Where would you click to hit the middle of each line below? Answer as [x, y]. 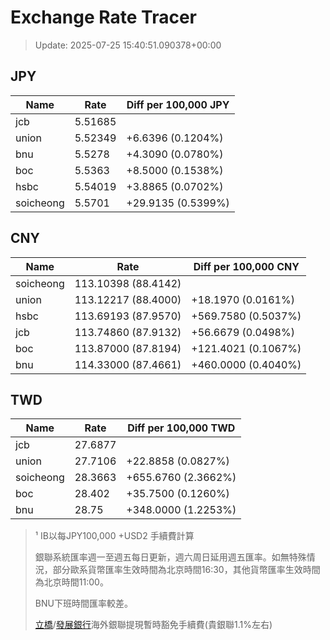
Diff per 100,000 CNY [246, 266]
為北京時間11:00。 [71, 582]
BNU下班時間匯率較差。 [83, 603]
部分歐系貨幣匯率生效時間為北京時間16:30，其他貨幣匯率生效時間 [186, 570]
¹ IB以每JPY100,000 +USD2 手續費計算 [114, 536]
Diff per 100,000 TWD [181, 428]
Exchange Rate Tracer [104, 17]
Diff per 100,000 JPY [178, 104]
